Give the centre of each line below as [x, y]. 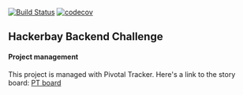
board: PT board [35, 82]
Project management [43, 57]
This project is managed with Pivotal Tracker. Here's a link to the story [122, 74]
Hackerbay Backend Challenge [86, 37]
